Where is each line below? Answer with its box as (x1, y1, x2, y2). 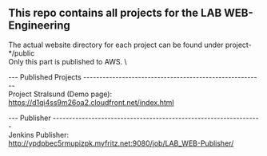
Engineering (8, 19, 70, 33)
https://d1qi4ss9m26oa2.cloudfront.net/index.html (8, 97, 174, 107)
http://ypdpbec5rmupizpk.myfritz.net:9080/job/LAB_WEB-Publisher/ (8, 138, 234, 148)
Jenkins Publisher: (8, 130, 70, 139)
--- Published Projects (8, 72, 82, 82)
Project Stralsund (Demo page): (8, 89, 113, 99)
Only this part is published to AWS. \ (8, 57, 128, 66)
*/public (8, 48, 35, 58)
